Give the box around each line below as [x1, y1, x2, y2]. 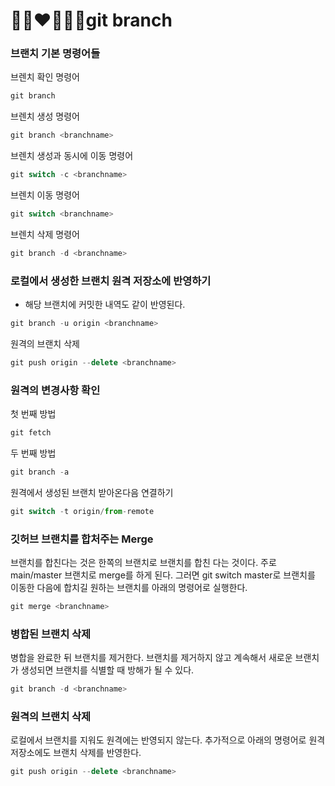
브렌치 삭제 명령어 [10, 228, 80, 240]
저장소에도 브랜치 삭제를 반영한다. [10, 747, 142, 759]
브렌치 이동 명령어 [10, 189, 80, 201]
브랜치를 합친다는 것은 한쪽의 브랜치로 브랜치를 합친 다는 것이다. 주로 [10, 557, 277, 569]
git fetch [10, 428, 52, 438]
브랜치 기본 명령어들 [10, 47, 101, 61]
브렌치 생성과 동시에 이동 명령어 [10, 150, 134, 162]
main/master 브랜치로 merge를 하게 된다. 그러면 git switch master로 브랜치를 [10, 569, 316, 581]
